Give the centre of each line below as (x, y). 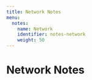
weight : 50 (31, 40)
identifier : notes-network (51, 35)
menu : (13, 18)
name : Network (35, 29)
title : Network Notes (34, 12)
